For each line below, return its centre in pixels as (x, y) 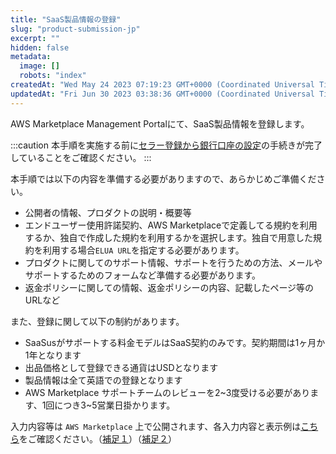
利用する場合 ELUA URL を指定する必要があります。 (143, 250)
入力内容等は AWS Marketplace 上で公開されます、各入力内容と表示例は (156, 426)
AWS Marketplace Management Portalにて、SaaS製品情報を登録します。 (160, 123)
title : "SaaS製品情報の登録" (66, 19)
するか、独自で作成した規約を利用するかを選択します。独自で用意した (169, 237)
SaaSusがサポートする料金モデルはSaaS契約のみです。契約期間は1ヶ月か (175, 342)
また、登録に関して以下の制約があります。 (97, 321)
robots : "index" (53, 76)
